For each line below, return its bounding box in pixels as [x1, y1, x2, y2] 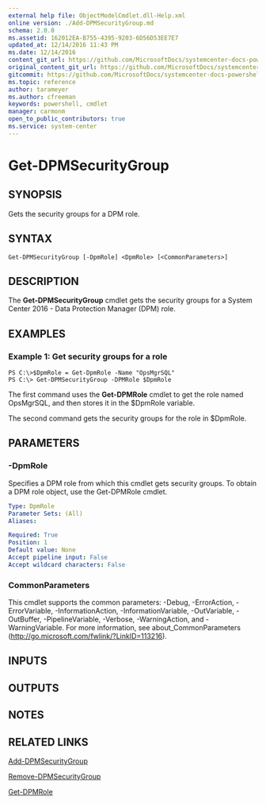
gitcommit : [8, 71, 44, 79]
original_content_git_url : [8, 63, 97, 71]
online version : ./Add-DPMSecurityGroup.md [8, 19, 154, 27]
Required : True [8, 531, 59, 540]
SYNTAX [8, 232, 53, 246]
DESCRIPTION [8, 275, 79, 288]
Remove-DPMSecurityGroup [8, 771, 101, 782]
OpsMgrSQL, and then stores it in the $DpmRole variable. [8, 398, 196, 408]
